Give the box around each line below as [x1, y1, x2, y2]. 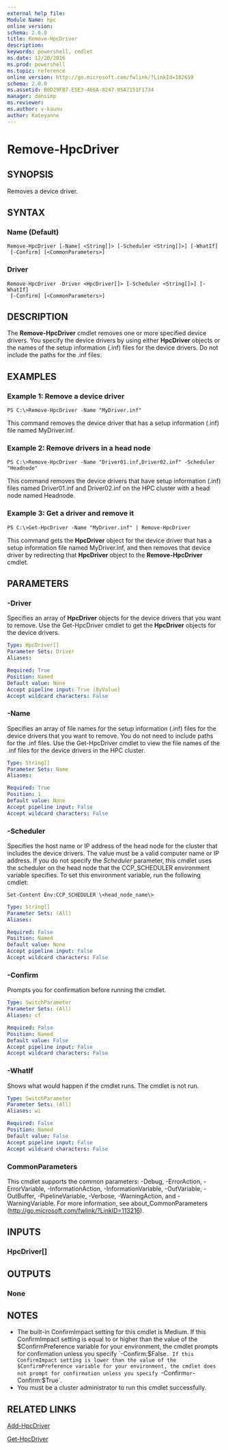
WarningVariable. [7, 1199, 56, 1207]
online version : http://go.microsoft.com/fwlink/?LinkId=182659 [7, 73, 194, 81]
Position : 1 [7, 791, 41, 798]
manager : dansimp [7, 93, 57, 100]
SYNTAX [7, 207, 46, 219]
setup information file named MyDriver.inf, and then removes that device [7, 543, 211, 552]
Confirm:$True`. [16, 1376, 63, 1385]
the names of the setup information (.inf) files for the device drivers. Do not [7, 343, 218, 352]
